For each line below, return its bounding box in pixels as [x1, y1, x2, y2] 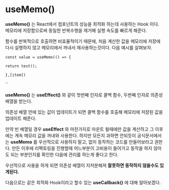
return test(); [5, 64, 37, 69]
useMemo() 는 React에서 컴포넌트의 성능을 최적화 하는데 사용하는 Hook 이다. [5, 21, 159, 27]
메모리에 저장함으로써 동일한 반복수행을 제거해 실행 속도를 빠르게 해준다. [5, 27, 147, 34]
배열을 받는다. [5, 98, 33, 104]
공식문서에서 [137, 132, 162, 138]
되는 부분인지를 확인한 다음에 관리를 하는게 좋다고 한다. [10, 151, 119, 157]
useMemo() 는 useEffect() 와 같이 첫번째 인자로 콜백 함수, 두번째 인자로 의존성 [5, 91, 163, 98]
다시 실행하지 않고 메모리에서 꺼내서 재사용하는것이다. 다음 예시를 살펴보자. [5, 44, 153, 50]
